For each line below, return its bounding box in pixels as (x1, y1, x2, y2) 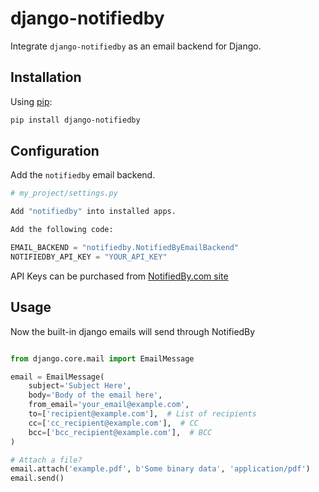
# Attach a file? (10, 455, 83, 465)
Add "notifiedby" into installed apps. (10, 207, 177, 217)
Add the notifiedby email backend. (10, 169, 156, 181)
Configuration (10, 143, 100, 160)
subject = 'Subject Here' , (28, 381, 132, 391)
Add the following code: (10, 225, 114, 235)
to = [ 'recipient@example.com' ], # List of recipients (28, 409, 257, 419)
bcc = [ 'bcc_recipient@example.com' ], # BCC (28, 427, 213, 437)
